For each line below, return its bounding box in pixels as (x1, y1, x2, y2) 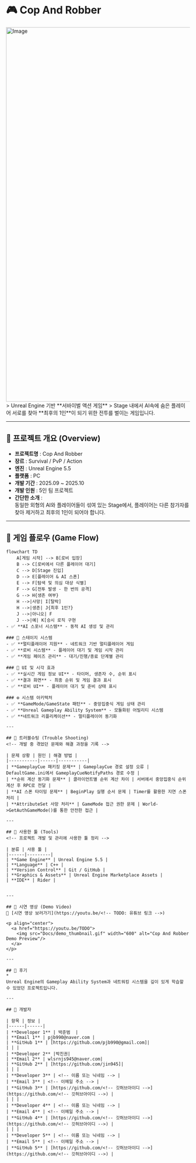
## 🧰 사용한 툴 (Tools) (6, 829, 59, 835)
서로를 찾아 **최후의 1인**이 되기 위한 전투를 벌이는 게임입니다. (12, 409, 156, 416)
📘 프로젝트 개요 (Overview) (6, 433, 101, 443)
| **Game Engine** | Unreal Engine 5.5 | (6, 856, 108, 862)
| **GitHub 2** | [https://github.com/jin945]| (6, 1061, 124, 1067)
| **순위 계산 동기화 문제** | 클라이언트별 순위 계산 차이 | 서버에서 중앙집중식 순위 (6, 776, 187, 782)
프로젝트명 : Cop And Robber (14, 450, 83, 457)
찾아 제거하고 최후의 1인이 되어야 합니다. (14, 508, 106, 515)
